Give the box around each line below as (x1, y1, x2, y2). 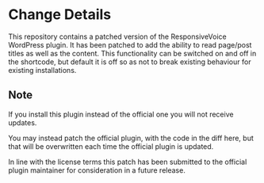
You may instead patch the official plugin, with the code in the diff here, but (8, 133, 254, 143)
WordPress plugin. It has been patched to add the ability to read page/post (8, 40, 252, 49)
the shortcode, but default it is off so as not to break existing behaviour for (8, 57, 251, 67)
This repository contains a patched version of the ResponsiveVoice (8, 32, 228, 41)
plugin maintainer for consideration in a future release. (8, 165, 186, 175)
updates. (8, 117, 37, 128)
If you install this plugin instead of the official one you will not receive (8, 109, 234, 119)
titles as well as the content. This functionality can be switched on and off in (8, 48, 257, 58)
